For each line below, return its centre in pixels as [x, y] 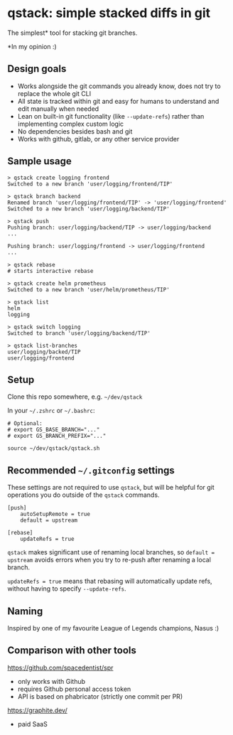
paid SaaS [32, 724]
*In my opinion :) [32, 46]
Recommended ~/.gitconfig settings [91, 470]
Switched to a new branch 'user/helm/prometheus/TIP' [89, 289]
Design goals [37, 69]
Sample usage [40, 161]
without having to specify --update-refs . [67, 589]
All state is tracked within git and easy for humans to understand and [118, 101]
